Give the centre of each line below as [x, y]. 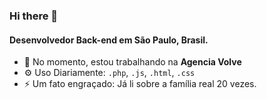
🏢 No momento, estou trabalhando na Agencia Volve [132, 62]
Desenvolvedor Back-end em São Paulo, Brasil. [109, 40]
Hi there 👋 [34, 16]
